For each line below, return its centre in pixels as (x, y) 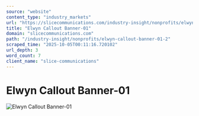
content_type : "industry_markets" (49, 17)
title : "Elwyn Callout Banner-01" (49, 28)
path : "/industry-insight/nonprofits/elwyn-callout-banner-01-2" (88, 39)
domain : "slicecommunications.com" (50, 34)
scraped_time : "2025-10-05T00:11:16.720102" (62, 45)
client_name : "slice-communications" (53, 61)
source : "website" (29, 12)
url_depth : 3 (22, 50)
